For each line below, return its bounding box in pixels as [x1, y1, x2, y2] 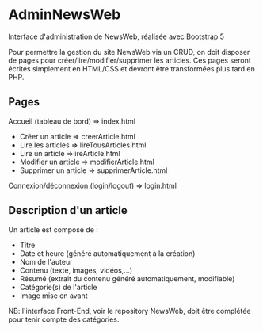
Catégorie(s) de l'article [19, 282, 97, 292]
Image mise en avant [19, 291, 89, 300]
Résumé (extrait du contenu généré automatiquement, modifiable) [19, 273, 235, 283]
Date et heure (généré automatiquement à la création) [19, 248, 196, 258]
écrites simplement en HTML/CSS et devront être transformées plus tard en [8, 63, 255, 73]
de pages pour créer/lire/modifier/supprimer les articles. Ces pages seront [8, 55, 251, 65]
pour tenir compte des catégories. [8, 315, 120, 324]
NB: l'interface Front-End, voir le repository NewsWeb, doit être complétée [8, 306, 251, 315]
